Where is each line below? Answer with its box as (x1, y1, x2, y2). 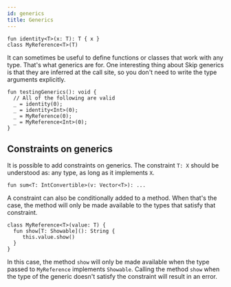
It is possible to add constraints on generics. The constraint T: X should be (7, 161, 219, 170)
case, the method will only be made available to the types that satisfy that (7, 201, 216, 209)
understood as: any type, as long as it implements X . (7, 169, 155, 177)
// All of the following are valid (13, 94, 115, 102)
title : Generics (7, 16, 54, 23)
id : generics (7, 10, 45, 17)
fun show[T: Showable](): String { (13, 228, 115, 235)
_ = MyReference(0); (13, 113, 72, 119)
